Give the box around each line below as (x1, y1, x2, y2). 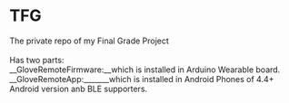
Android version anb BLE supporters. (9, 83, 148, 94)
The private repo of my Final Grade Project (9, 35, 170, 46)
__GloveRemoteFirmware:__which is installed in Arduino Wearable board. (9, 64, 281, 75)
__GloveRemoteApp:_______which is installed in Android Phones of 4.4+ (9, 73, 274, 84)
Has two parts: (9, 54, 65, 65)
